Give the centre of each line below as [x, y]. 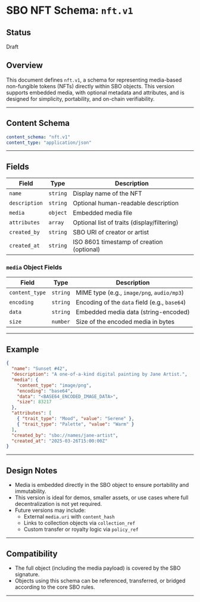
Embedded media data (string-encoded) [133, 312]
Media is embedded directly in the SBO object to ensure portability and [102, 485]
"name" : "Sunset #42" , [40, 369]
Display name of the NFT [107, 193]
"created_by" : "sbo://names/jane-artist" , [65, 435]
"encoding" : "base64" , [45, 391]
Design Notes [32, 470]
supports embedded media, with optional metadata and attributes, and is [95, 92]
